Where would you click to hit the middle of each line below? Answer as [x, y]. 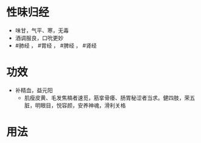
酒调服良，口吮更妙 [39, 38]
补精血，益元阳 [34, 90]
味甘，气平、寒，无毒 [42, 30]
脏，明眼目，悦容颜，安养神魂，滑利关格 [75, 105]
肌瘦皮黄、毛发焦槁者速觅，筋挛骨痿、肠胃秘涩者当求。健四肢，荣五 [110, 98]
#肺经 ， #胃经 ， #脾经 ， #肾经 [56, 45]
